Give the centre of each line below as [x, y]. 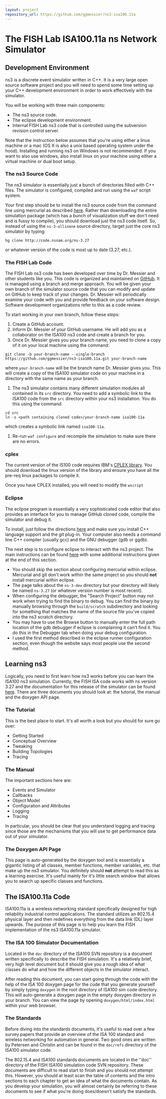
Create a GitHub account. [38, 324]
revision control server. [36, 130]
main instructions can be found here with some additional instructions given [82, 554]
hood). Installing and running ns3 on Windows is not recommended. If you [81, 151]
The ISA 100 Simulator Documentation [52, 943]
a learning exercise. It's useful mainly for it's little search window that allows [83, 876]
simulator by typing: [25, 231]
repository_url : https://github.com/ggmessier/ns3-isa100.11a [70, 14]
